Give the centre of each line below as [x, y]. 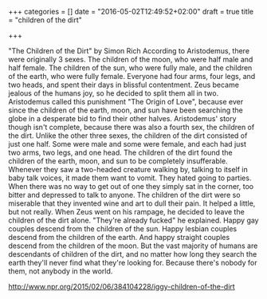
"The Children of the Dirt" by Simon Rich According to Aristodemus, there [129, 51]
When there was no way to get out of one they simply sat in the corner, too [131, 186]
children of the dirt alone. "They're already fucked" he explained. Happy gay [133, 220]
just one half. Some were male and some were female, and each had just [128, 144]
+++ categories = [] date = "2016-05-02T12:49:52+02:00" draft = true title [131, 12]
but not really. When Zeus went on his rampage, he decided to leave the [126, 212]
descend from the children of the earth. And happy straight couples [119, 237]
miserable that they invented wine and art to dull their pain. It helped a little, [132, 203]
